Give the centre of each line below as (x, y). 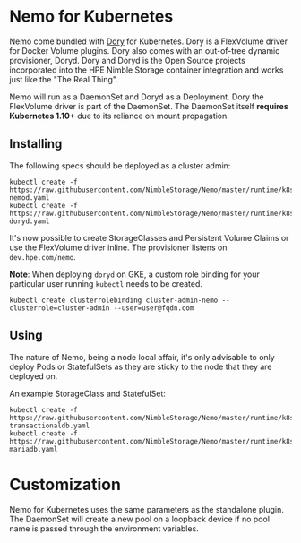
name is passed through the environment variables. (104, 528)
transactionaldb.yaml (50, 426)
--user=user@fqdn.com (154, 308)
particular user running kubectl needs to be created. (106, 283)
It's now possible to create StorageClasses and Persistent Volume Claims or (149, 237)
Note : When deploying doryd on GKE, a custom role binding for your (134, 274)
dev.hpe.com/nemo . (43, 256)
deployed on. (34, 376)
